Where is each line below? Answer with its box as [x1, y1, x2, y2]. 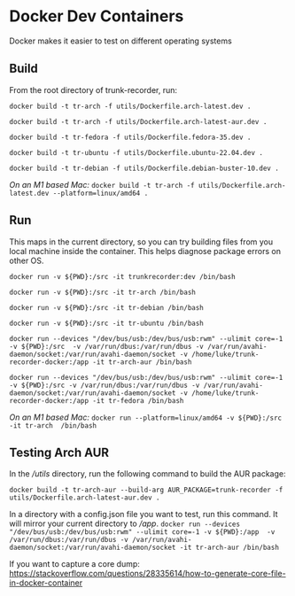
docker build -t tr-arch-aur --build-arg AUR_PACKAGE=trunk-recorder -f [9, 485, 283, 495]
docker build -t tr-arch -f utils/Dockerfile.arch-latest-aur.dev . [9, 117, 268, 126]
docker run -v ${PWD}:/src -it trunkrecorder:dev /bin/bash [9, 272, 237, 281]
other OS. [9, 255, 44, 266]
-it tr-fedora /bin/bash [92, 396, 184, 405]
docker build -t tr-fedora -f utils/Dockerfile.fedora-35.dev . [9, 133, 252, 142]
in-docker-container [9, 577, 83, 588]
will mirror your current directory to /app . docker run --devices [9, 518, 241, 529]
